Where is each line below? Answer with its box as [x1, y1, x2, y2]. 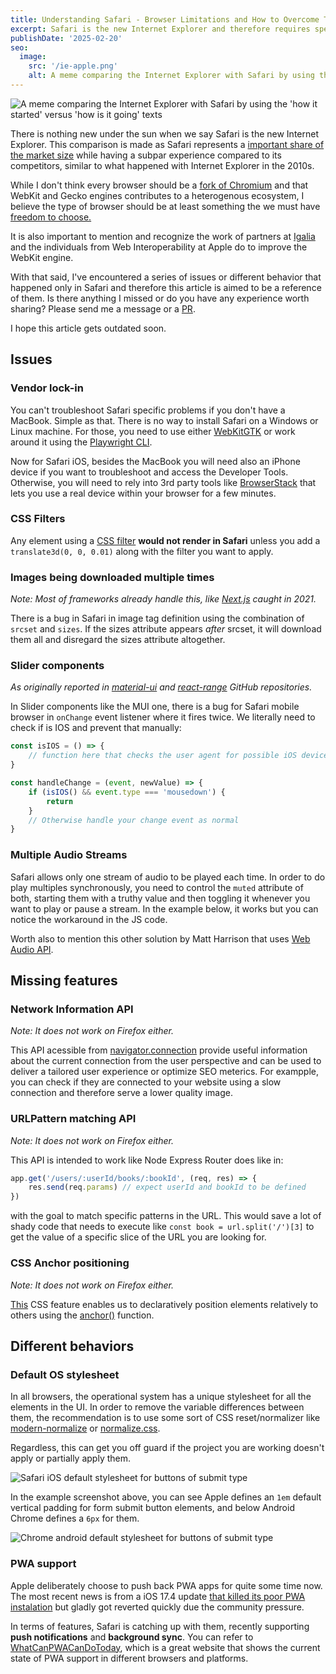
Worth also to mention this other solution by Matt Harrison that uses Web [10, 932, 311, 945]
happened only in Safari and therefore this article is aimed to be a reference [10, 281, 322, 293]
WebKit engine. [10, 251, 74, 263]
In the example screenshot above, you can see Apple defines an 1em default [10, 1491, 322, 1503]
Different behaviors [10, 1337, 135, 1355]
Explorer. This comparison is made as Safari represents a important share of [10, 138, 325, 150]
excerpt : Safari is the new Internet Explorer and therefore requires [10, 24, 311, 34]
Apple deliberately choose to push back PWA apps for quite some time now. [10, 1579, 323, 1591]
